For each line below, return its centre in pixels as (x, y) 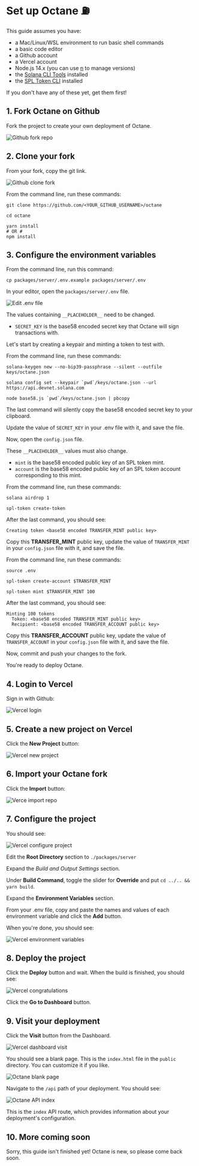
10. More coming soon (48, 1137)
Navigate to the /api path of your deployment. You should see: (84, 1089)
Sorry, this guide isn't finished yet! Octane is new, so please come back (94, 1152)
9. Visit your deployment (53, 1021)
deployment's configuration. (41, 1118)
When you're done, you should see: (50, 928)
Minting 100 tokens (31, 614)
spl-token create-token (36, 509)
